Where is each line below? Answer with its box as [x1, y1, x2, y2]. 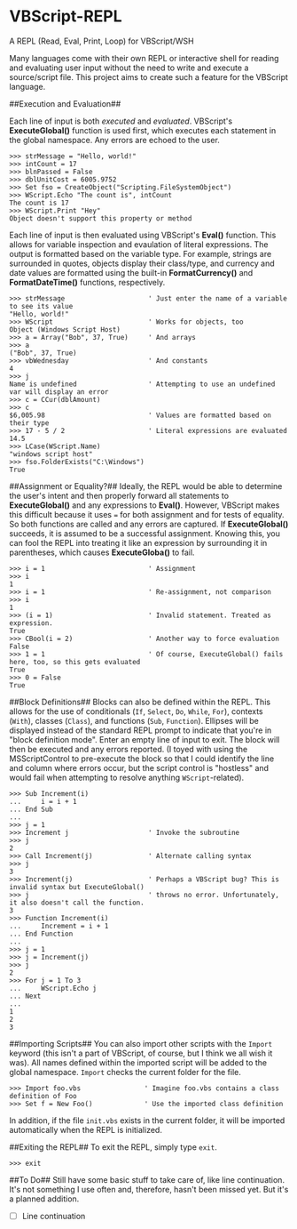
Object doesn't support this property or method [9, 213, 192, 223]
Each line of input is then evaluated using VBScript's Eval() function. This [9, 229, 277, 240]
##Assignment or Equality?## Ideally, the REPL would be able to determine [9, 480, 283, 491]
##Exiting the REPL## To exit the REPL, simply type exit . [9, 1141, 217, 1153]
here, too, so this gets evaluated [9, 657, 141, 666]
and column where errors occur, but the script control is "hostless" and [9, 762, 269, 773]
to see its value [9, 301, 74, 310]
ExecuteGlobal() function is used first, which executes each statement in [9, 125, 277, 135]
